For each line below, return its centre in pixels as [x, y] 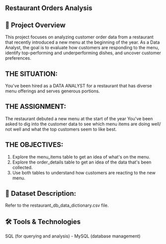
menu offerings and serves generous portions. [53, 91]
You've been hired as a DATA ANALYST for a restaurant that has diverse [79, 86]
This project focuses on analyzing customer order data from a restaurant [79, 37]
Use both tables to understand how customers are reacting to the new [84, 172]
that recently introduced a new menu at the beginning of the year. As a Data [83, 42]
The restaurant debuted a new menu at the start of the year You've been [79, 118]
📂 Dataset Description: [41, 194]
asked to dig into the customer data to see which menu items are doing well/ [83, 124]
